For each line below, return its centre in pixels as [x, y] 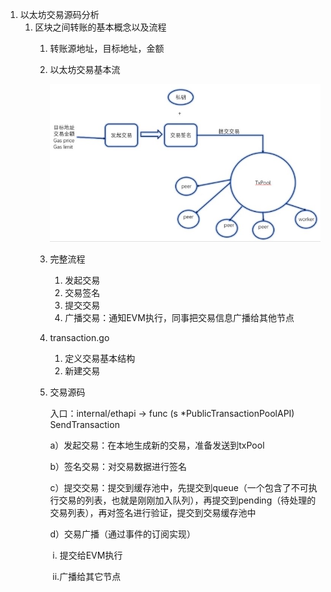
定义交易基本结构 [100, 359]
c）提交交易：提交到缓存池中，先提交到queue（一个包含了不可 [179, 488]
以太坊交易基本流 [85, 69]
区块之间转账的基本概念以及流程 [100, 27]
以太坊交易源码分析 [59, 14]
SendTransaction [84, 425]
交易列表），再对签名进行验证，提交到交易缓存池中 [153, 513]
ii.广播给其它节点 [87, 577]
